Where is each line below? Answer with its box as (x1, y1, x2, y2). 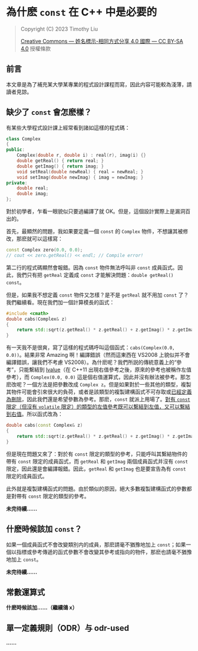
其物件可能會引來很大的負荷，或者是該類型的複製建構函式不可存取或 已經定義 (6, 388, 192, 395)
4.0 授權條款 (20, 45, 51, 52)
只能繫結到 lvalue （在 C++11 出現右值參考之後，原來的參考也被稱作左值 (18, 366, 192, 373)
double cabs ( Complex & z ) (6, 316, 67, 322)
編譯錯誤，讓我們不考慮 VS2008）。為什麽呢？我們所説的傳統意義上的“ (6, 359, 177, 366)
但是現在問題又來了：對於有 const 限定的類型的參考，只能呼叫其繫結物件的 (6, 450, 187, 457)
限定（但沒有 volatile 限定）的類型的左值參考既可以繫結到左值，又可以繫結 (6, 403, 190, 410)
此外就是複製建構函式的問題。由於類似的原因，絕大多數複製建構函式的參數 (6, 485, 187, 492)
